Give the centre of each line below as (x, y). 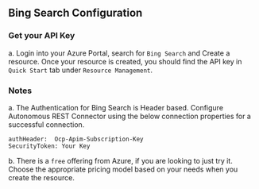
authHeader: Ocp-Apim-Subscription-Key (76, 139)
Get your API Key (42, 36)
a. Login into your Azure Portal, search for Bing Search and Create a (119, 53)
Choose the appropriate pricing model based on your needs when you (123, 169)
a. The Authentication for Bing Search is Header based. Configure (116, 107)
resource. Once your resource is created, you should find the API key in (125, 61)
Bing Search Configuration (75, 13)
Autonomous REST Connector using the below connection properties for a (130, 116)
